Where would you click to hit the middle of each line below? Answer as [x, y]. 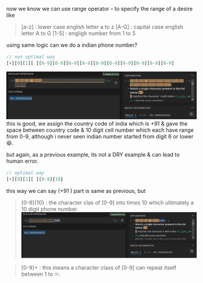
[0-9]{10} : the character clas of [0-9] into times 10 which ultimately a [108, 203]
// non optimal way [31, 57]
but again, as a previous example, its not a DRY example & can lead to [93, 154]
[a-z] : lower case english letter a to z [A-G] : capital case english [102, 27]
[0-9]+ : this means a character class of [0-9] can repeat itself [98, 267]
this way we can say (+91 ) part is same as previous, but [76, 190]
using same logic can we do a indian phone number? [72, 45]
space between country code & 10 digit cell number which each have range [100, 130]
